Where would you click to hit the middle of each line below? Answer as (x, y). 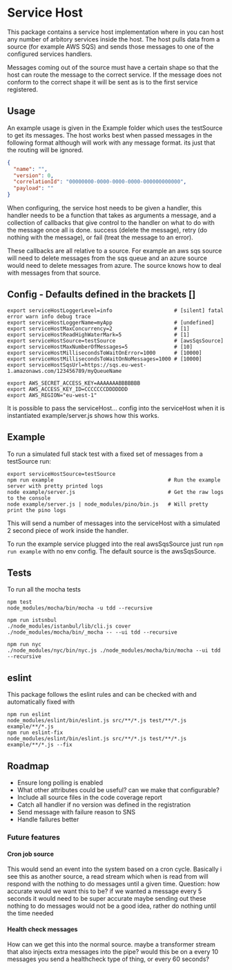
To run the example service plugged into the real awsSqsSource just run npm (115, 544)
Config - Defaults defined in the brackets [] (101, 294)
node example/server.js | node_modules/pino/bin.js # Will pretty (108, 504)
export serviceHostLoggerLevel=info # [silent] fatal (116, 310)
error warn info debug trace (49, 316)
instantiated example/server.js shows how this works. (83, 415)
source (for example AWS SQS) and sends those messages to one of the (110, 46)
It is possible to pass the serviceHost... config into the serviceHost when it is (116, 408)
